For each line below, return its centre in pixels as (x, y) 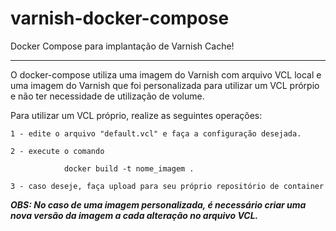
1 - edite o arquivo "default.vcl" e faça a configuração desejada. (156, 133)
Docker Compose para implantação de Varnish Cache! (122, 46)
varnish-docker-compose (120, 18)
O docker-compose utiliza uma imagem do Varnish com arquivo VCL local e (166, 74)
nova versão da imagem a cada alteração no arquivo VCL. (134, 215)
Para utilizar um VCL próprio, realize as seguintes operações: (136, 115)
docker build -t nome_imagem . (129, 168)
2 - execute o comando (57, 151)
